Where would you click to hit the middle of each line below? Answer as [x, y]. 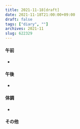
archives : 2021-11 [24, 29]
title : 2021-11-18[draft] [32, 10]
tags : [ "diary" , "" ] [27, 24]
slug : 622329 [19, 33]
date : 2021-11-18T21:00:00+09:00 [40, 15]
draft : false [19, 19]
